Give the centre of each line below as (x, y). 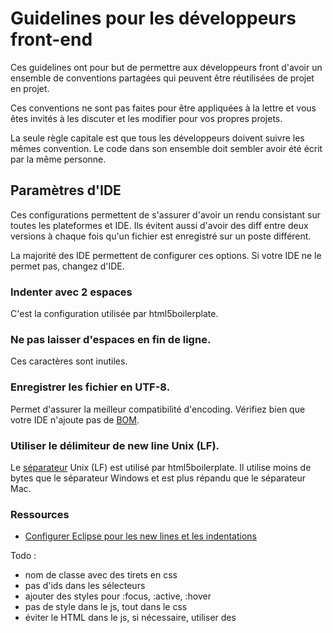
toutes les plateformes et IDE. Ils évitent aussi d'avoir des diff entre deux (159, 225)
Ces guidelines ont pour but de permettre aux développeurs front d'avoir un (166, 67)
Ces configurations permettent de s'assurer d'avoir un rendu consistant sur (165, 214)
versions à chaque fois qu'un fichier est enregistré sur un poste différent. (161, 236)
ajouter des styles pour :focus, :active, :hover (118, 596)
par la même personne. (58, 159)
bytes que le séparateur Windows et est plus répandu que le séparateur (158, 478)
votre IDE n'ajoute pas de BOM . (75, 419)
